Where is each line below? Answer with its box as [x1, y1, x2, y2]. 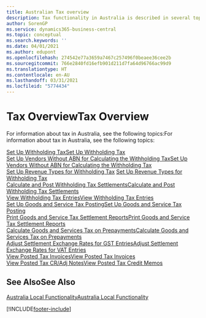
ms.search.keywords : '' [6, 37, 67, 44]
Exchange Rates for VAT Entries [6, 246, 86, 254]
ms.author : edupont [6, 49, 56, 55]
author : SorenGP [6, 20, 48, 26]
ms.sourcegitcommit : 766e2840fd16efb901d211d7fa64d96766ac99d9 [6, 60, 172, 66]
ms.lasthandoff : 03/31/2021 [6, 77, 78, 83]
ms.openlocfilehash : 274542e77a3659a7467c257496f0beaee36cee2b [6, 55, 172, 61]
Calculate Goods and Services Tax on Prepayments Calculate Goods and [6, 227, 189, 234]
